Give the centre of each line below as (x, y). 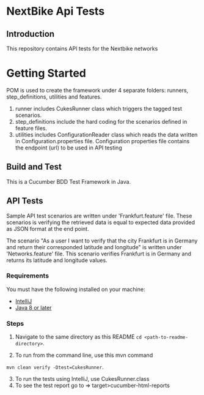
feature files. (31, 128)
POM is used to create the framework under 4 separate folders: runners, (97, 90)
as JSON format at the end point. (48, 228)
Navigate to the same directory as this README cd (78, 337)
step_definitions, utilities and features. (54, 97)
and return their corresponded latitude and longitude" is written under (94, 247)
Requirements (28, 276)
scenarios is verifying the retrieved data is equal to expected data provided (101, 222)
